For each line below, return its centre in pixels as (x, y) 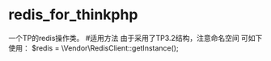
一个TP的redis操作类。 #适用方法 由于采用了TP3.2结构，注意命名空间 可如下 (135, 38)
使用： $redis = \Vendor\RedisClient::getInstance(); (94, 48)
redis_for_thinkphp (73, 15)
